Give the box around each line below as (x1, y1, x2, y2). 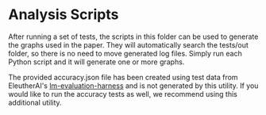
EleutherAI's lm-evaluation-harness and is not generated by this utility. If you (8, 81, 259, 90)
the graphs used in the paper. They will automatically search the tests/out (8, 40, 249, 49)
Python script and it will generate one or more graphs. (8, 57, 185, 67)
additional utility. (8, 98, 62, 107)
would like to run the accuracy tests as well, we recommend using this (8, 89, 238, 98)
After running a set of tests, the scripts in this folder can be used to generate (8, 32, 259, 41)
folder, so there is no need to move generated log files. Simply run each (8, 48, 242, 58)
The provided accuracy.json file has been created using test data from (8, 72, 238, 82)
